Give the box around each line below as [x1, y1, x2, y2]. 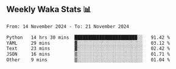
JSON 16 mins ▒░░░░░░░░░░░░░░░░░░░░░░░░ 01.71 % [6, 51, 171, 57]
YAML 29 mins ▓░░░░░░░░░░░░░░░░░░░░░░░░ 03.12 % [6, 40, 171, 46]
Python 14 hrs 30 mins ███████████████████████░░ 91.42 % [6, 34, 171, 41]
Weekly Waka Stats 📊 [6, 4, 91, 15]
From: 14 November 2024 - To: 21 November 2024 [6, 23, 130, 30]
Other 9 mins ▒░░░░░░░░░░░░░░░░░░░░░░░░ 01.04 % [6, 57, 171, 63]
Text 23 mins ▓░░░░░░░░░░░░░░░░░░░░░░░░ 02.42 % [6, 45, 171, 52]
